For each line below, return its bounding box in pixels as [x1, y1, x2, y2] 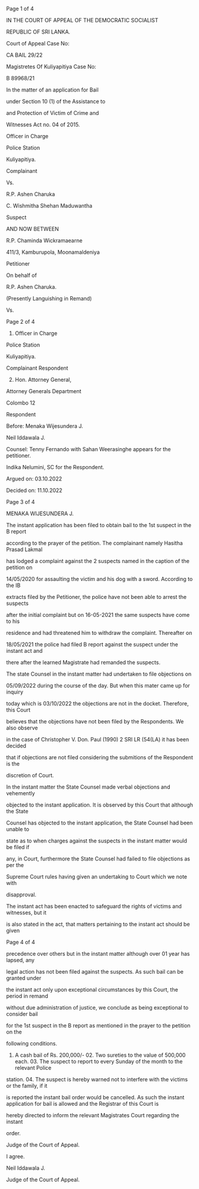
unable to [6, 826, 30, 832]
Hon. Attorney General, [14, 376, 71, 383]
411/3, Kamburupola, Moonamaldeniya [6, 248, 100, 256]
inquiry [6, 688, 24, 695]
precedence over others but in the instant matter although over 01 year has [6, 950, 190, 957]
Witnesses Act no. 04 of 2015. [6, 121, 80, 128]
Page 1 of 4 [6, 5, 34, 12]
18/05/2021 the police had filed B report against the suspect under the [6, 641, 179, 648]
